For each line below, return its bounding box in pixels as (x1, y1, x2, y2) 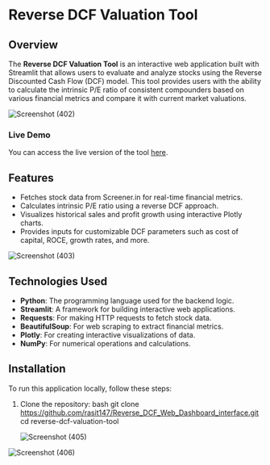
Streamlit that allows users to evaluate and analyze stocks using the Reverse (8, 68, 262, 77)
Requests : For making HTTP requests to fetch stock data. (19, 312, 212, 322)
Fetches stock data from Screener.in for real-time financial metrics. (19, 192, 243, 203)
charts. (19, 218, 44, 228)
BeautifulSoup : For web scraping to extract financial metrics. (19, 321, 224, 331)
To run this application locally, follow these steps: (8, 383, 172, 393)
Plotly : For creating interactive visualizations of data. (19, 329, 196, 340)
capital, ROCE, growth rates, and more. (19, 236, 150, 245)
